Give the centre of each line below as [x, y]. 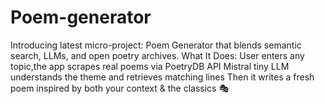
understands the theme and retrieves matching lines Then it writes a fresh [162, 77]
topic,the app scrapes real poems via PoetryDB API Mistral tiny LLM [150, 66]
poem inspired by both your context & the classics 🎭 [120, 88]
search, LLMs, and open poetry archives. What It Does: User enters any [157, 55]
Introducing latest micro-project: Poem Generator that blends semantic [156, 45]
